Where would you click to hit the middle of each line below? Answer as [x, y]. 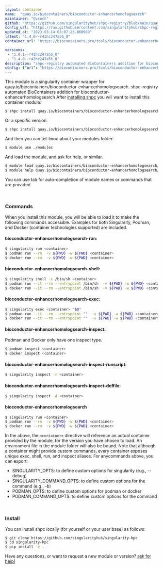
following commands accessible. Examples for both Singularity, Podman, [78, 222]
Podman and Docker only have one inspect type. [54, 340]
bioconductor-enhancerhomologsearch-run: [51, 239]
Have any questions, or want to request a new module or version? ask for [78, 556]
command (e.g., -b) [32, 486]
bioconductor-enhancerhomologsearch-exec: [53, 299]
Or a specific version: [26, 120]
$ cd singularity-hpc [27, 542]
